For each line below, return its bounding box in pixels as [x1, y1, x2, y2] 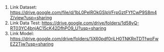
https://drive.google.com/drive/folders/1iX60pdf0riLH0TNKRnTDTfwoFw [9, 36, 159, 42]
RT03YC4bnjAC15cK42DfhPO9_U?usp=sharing [9, 25, 107, 31]
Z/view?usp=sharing [9, 15, 52, 20]
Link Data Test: [9, 20, 41, 26]
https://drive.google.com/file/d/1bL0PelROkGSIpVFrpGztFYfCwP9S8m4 [9, 9, 157, 15]
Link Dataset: [9, 4, 37, 10]
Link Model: [9, 31, 34, 36]
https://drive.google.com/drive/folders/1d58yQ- [41, 20, 139, 26]
